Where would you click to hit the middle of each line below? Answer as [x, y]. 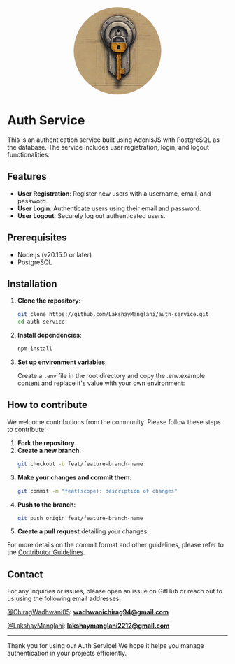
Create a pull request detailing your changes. [83, 531]
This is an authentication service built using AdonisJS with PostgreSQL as [114, 140]
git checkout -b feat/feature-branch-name [80, 464]
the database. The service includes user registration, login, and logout [108, 147]
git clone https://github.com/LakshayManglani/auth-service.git [113, 315]
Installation [32, 283]
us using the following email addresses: [64, 599]
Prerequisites [37, 238]
